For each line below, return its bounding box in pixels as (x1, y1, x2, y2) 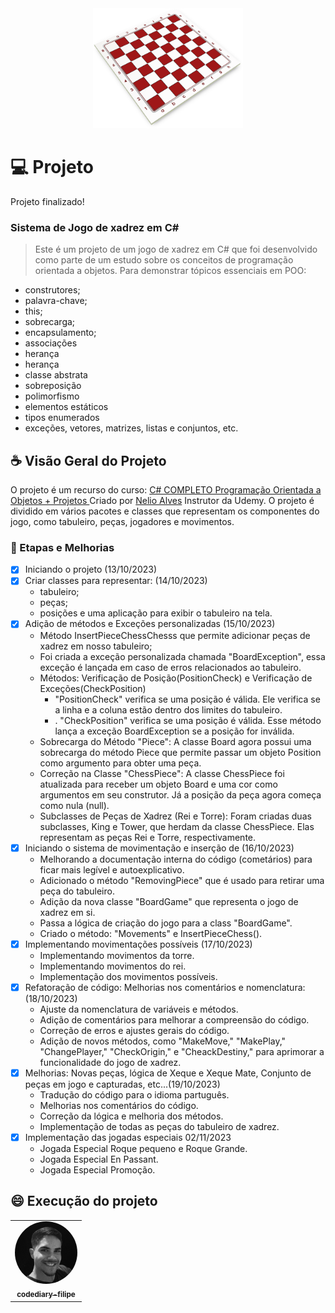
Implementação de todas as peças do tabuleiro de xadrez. (39, 1120, 280, 1132)
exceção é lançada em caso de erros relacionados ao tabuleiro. (39, 661, 302, 673)
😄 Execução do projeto (10, 1193, 158, 1210)
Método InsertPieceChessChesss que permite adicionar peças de (39, 629, 311, 641)
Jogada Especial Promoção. (39, 1163, 156, 1176)
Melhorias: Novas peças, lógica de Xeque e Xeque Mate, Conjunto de (24, 1067, 312, 1079)
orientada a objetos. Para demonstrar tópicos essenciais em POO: (34, 265, 307, 277)
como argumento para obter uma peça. (39, 757, 202, 769)
